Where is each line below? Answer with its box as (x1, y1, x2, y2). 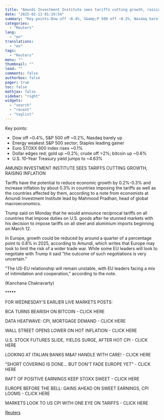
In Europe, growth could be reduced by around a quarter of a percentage (5, 235, 152, 241)
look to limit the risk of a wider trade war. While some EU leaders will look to (5, 245, 158, 251)
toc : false (5, 84, 27, 90)
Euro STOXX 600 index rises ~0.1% (12, 145, 83, 151)
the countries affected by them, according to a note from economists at (5, 190, 149, 196)
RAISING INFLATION (5, 170, 46, 176)
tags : (5, 48, 16, 53)
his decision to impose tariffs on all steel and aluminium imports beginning (5, 220, 154, 226)
